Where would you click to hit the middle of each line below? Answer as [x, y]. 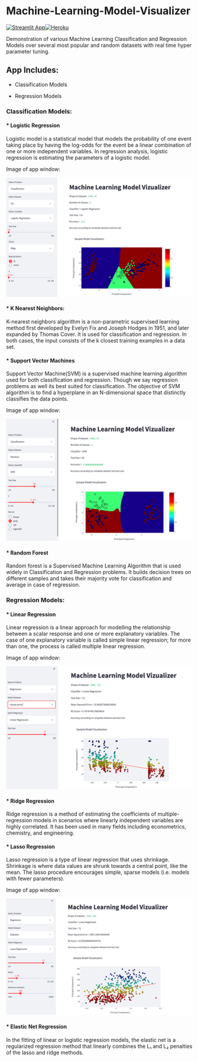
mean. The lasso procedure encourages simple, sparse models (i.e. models [98, 872]
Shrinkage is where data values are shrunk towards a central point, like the [97, 866]
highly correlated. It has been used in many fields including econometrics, [96, 827]
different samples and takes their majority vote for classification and [89, 578]
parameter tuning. [28, 51]
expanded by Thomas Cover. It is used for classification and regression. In [97, 334]
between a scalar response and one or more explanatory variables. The [93, 634]
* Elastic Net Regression [37, 1027]
